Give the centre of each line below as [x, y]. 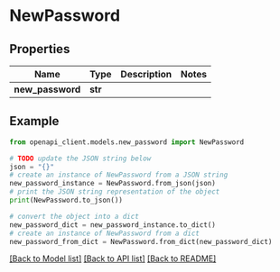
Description [146, 74]
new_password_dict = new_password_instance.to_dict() [113, 225]
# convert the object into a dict [75, 216]
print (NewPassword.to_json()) [66, 200]
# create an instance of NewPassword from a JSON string [119, 175]
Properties [40, 49]
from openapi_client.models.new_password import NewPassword [127, 142]
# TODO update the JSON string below [80, 159]
